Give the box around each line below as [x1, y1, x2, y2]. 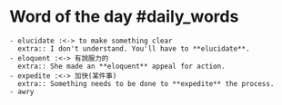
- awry [9, 87, 35, 96]
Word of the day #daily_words [9, 6, 239, 27]
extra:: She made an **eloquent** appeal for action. [17, 62, 226, 71]
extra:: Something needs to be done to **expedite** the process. [17, 79, 275, 88]
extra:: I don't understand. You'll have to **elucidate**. [17, 43, 250, 53]
